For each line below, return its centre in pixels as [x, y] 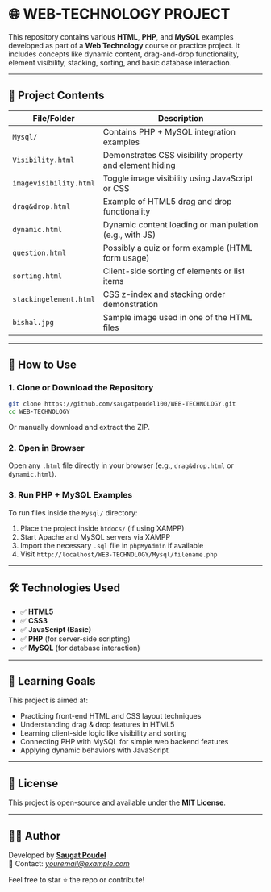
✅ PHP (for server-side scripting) [75, 639]
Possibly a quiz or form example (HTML [178, 248]
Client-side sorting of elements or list [174, 271]
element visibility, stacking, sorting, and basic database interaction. [120, 62]
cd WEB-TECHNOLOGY [39, 412]
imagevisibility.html [54, 183]
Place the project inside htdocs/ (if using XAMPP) [102, 528]
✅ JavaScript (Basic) [56, 629]
